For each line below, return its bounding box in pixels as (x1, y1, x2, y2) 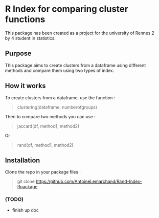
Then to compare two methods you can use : (5, 113, 95, 119)
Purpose (5, 49, 32, 58)
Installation (5, 156, 40, 164)
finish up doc (12, 207, 39, 213)
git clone (17, 178, 35, 184)
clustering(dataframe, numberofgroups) (17, 104, 97, 110)
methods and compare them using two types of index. (5, 67, 114, 73)
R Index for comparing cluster (5, 3, 129, 15)
